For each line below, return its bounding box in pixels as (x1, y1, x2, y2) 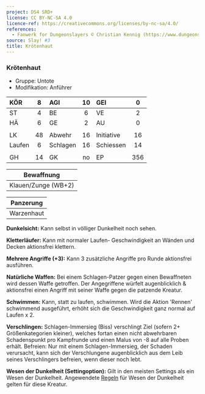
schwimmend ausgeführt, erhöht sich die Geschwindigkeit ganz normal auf (6, 305, 195, 313)
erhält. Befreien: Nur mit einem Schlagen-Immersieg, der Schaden (6, 343, 173, 350)
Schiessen (96, 141, 126, 150)
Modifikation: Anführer (15, 84, 72, 91)
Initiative (96, 131, 121, 140)
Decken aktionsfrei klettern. (6, 243, 76, 251)
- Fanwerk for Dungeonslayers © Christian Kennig (12, 32, 140, 38)
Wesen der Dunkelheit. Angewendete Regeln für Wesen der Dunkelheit (6, 374, 184, 382)
